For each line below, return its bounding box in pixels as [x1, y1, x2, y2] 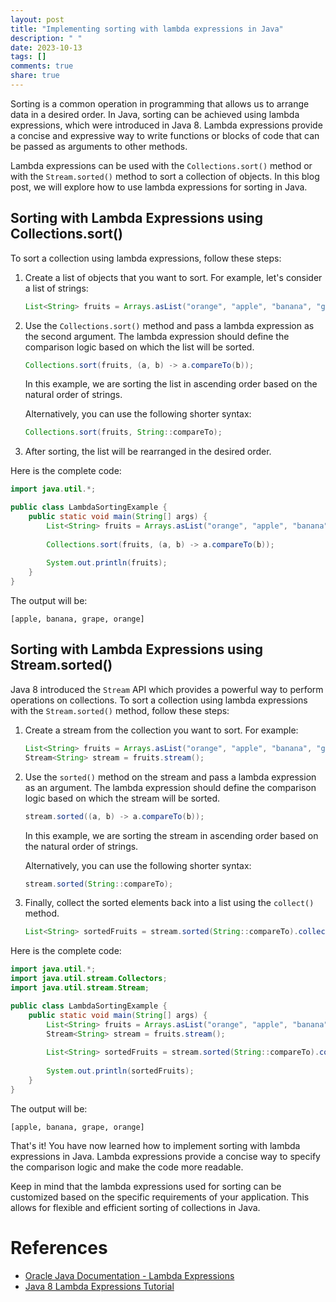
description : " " [10, 33, 83, 43]
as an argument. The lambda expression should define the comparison [24, 781, 317, 793]
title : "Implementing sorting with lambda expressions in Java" [10, 24, 284, 34]
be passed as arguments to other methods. [10, 140, 188, 152]
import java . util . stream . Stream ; [10, 983, 150, 993]
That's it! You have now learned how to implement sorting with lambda [10, 1139, 301, 1151]
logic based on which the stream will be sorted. [24, 792, 221, 804]
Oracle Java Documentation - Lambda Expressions [24, 1269, 235, 1281]
